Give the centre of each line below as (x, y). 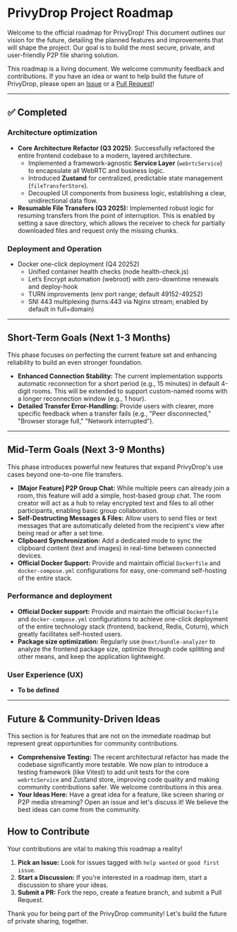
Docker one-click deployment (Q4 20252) (78, 264)
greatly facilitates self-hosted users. (70, 634)
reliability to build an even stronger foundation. (75, 362)
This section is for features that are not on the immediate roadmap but (109, 736)
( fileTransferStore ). (58, 186)
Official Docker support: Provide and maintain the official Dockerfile (118, 611)
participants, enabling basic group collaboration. (88, 510)
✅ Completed (37, 113)
